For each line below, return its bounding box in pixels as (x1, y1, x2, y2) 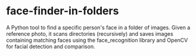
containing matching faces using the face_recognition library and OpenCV (6, 36, 188, 43)
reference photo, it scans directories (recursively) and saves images (6, 30, 174, 37)
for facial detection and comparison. (6, 43, 95, 50)
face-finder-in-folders (6, 4, 119, 18)
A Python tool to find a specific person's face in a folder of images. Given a (6, 24, 191, 31)
